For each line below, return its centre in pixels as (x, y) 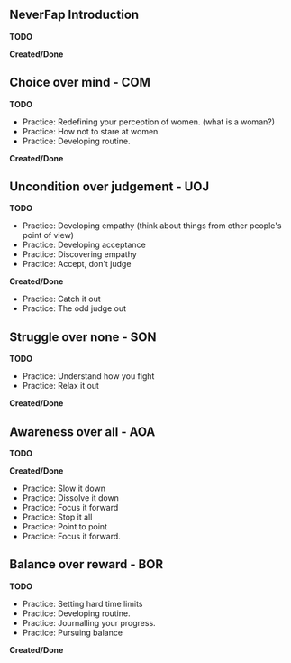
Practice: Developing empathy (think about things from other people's (152, 226)
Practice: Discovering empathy (79, 254)
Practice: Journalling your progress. (89, 622)
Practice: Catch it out (61, 299)
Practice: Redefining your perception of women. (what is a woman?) (149, 122)
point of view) (48, 235)
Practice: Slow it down (64, 488)
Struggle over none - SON (83, 337)
